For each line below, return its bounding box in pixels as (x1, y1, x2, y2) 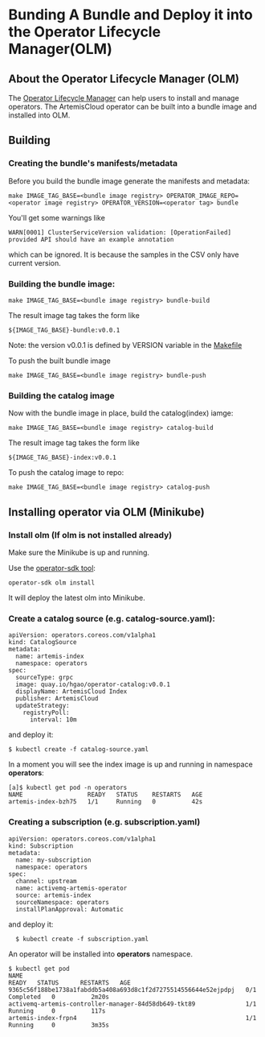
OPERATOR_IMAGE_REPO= (165, 192, 239, 200)
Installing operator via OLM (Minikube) (8, 505, 205, 518)
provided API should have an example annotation (8, 235, 174, 243)
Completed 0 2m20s (8, 993, 110, 1001)
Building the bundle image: (8, 278, 116, 289)
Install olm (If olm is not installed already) (8, 529, 173, 540)
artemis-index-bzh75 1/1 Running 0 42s (8, 798, 203, 806)
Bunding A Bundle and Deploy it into (8, 6, 253, 24)
